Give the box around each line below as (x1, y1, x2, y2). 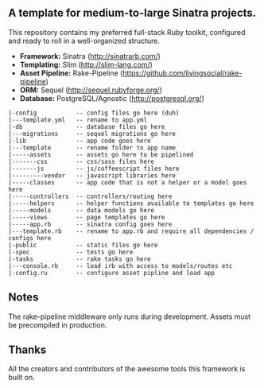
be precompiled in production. (8, 320, 107, 329)
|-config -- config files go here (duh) (8, 109, 180, 117)
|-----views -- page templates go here (8, 213, 165, 221)
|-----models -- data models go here (8, 206, 155, 214)
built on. (8, 373, 36, 382)
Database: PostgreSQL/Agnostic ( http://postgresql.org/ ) (19, 93, 205, 103)
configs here (8, 234, 52, 242)
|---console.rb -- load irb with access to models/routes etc (8, 262, 233, 270)
